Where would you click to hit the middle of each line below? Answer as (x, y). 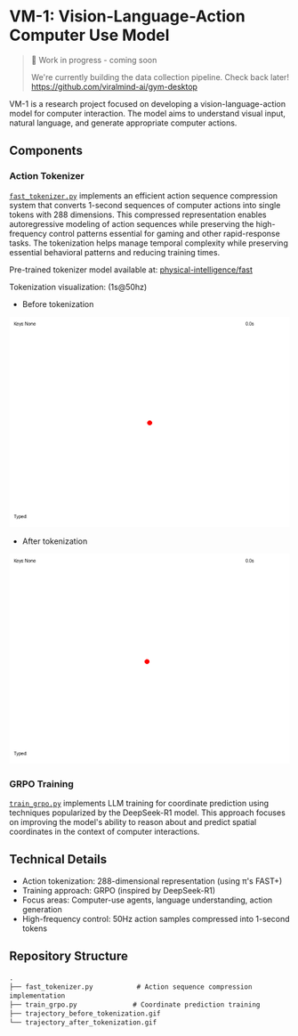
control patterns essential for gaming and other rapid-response (164, 233)
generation (42, 909)
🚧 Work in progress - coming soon (94, 60)
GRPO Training (41, 783)
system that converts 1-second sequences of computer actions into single (145, 205)
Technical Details (58, 859)
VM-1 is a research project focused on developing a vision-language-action (148, 103)
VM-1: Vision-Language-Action (128, 16)
